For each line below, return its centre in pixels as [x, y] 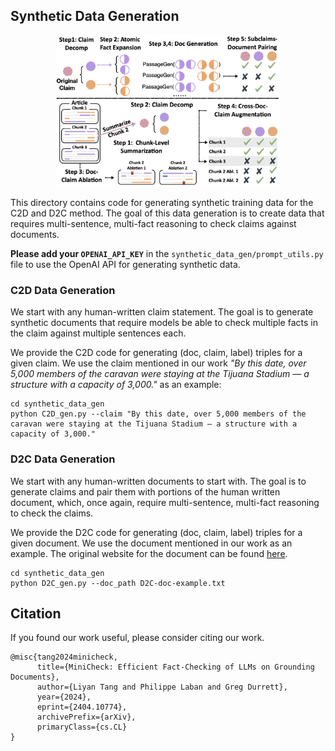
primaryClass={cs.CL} [82, 727]
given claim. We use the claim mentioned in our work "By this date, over [158, 363]
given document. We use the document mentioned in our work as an [151, 543]
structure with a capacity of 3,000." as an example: [116, 385]
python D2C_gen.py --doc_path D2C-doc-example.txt [118, 583]
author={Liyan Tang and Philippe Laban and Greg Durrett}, [162, 687]
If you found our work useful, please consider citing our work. [137, 638]
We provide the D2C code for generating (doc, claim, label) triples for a [156, 532]
